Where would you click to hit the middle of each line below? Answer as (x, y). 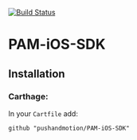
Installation (37, 74)
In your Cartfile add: (43, 113)
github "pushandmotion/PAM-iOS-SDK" (69, 128)
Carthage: (28, 96)
